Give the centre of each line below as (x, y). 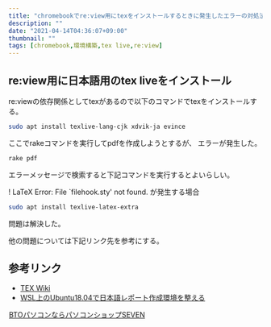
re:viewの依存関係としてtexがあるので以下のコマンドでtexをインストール (129, 101)
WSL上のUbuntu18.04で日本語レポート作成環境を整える (113, 298)
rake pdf (23, 158)
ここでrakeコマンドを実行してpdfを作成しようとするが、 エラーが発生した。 (135, 143)
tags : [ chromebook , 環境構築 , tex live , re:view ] (85, 46)
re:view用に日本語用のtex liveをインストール (120, 80)
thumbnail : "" (32, 38)
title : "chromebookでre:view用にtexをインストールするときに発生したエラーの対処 (134, 16)
